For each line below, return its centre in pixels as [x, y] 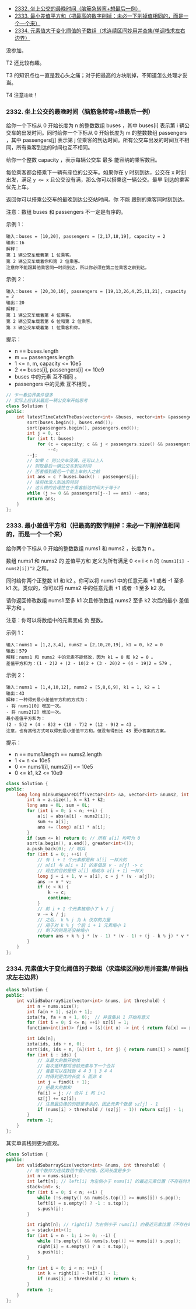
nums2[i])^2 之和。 [29, 568]
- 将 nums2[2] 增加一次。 [35, 712]
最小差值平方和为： [26, 718]
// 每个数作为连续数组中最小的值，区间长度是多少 [79, 1171]
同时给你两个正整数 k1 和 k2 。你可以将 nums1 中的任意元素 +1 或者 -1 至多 [95, 580]
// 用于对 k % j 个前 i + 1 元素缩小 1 [82, 925]
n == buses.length [36, 351]
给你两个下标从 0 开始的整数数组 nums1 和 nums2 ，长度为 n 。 [82, 548]
